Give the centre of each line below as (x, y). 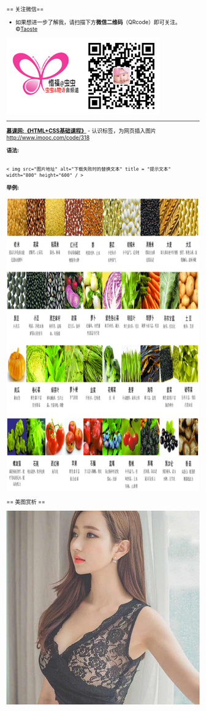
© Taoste (26, 29)
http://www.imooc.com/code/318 (48, 138)
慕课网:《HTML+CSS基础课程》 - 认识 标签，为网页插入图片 (81, 130)
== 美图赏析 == (26, 502)
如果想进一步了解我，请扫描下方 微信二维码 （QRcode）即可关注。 (98, 22)
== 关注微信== (25, 9)
